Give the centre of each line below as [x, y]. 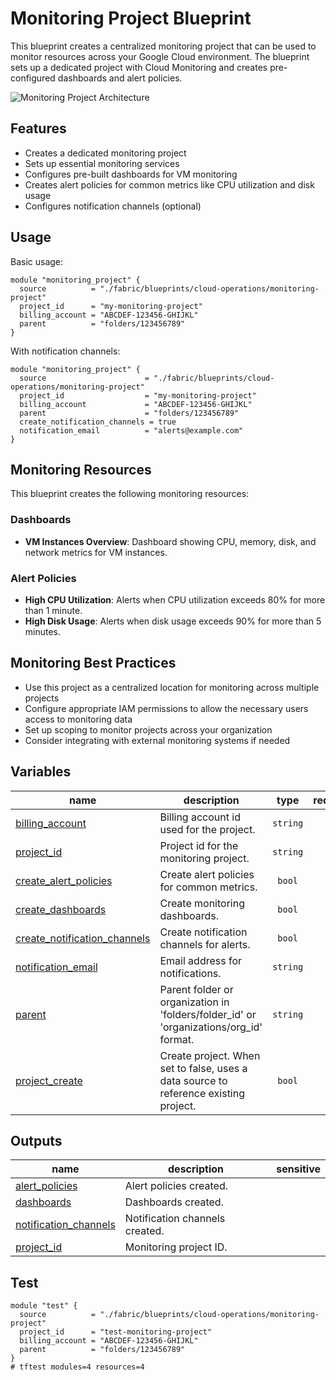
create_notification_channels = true [98, 422]
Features [38, 128]
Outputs [36, 1140]
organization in [194, 1002]
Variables [41, 772]
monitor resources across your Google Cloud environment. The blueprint [160, 56]
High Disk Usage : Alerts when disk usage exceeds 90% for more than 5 [173, 621]
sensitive [298, 1169]
